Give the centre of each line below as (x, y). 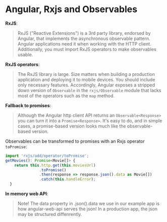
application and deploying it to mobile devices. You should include (86, 79)
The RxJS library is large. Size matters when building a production (86, 74)
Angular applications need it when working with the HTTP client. (84, 43)
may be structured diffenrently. (50, 214)
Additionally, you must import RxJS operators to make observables (87, 49)
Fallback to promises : (28, 105)
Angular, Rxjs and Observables (71, 9)
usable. (25, 55)
